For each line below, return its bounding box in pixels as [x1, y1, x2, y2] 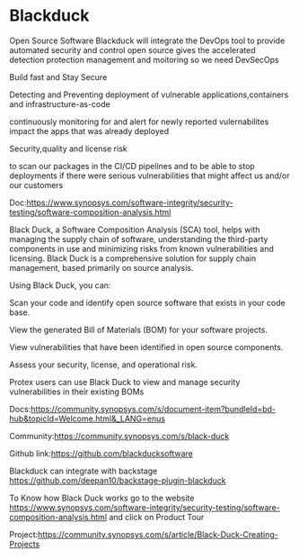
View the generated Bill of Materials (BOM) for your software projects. [9, 324, 268, 335]
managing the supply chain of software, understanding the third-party [9, 233, 268, 244]
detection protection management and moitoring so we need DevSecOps [9, 54, 280, 65]
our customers [9, 179, 64, 190]
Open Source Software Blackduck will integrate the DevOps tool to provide [9, 35, 286, 46]
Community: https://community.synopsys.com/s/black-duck [9, 430, 230, 441]
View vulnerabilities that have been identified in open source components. [9, 341, 284, 352]
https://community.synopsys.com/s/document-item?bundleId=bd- [30, 403, 277, 414]
